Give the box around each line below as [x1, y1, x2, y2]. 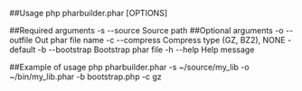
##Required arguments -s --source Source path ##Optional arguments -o [9, 25, 284, 35]
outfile [9, 35, 33, 45]
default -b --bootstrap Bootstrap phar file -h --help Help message [9, 44, 255, 55]
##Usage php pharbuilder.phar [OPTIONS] [9, 8, 168, 18]
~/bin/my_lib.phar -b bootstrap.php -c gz [9, 71, 163, 82]
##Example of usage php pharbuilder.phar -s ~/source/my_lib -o [9, 62, 250, 72]
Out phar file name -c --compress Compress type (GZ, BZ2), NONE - [34, 35, 292, 45]
